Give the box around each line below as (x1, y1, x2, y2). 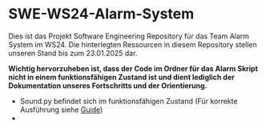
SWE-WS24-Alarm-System (8, 5, 195, 23)
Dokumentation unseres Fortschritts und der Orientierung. (8, 81, 208, 90)
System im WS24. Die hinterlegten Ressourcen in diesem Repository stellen (8, 39, 258, 49)
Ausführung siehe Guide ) (19, 105, 103, 114)
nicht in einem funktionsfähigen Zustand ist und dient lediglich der (8, 72, 235, 82)
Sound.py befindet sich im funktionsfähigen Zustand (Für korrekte (19, 96, 238, 106)
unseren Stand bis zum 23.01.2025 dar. (8, 48, 138, 58)
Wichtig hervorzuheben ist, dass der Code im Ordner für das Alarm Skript (8, 63, 259, 73)
